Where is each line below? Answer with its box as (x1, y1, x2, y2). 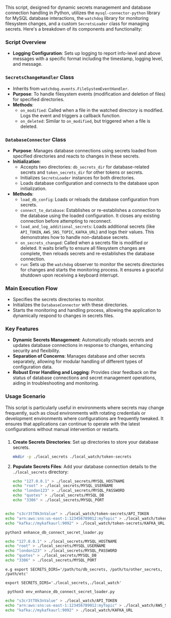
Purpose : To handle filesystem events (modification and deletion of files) (12, 91, 166, 97)
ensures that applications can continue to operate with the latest (5, 420, 140, 427)
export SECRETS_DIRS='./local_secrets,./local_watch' (5, 580, 122, 585)
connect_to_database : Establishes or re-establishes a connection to (20, 207, 161, 213)
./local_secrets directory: (12, 469, 69, 475)
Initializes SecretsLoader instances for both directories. (20, 174, 135, 180)
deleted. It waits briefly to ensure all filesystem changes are (20, 245, 146, 251)
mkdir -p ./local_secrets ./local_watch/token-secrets (12, 454, 132, 459)
